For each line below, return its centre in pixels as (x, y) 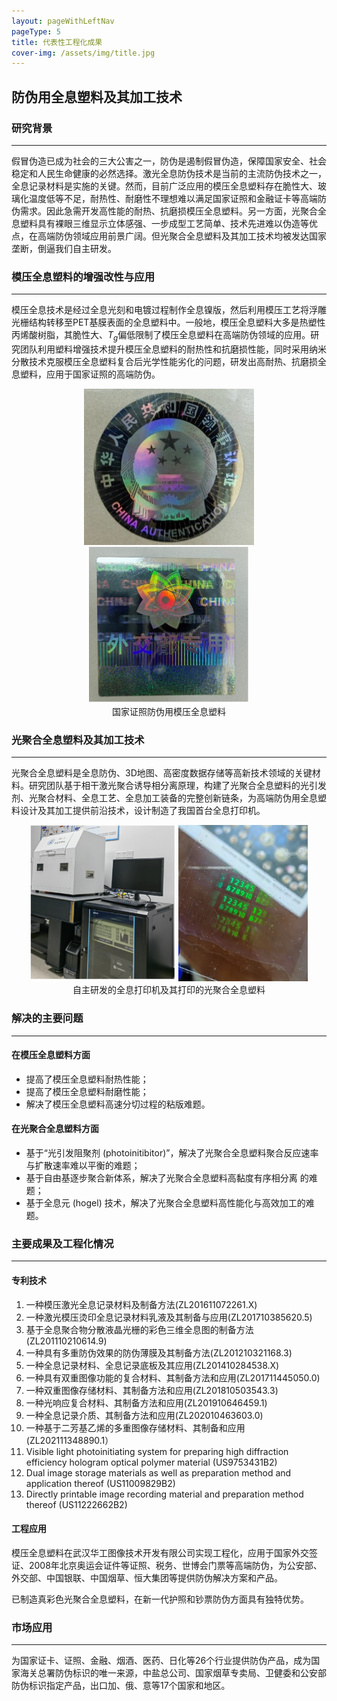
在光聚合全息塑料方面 (55, 1129)
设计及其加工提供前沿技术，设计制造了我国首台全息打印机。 (142, 811)
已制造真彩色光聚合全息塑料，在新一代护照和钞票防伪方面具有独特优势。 (160, 1599)
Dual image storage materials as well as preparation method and (158, 1472)
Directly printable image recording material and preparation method (164, 1494)
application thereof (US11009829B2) (100, 1483)
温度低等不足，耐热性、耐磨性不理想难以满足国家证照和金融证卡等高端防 (177, 198)
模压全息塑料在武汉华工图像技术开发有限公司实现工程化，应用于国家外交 (160, 1552)
